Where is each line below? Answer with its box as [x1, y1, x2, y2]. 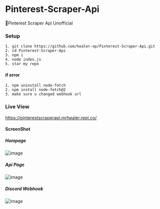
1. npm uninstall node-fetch [5, 83, 66, 88]
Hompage [5, 137, 26, 143]
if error [5, 71, 20, 78]
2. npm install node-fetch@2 [5, 87, 66, 92]
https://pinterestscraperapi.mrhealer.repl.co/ [5, 114, 97, 120]
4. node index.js [5, 57, 41, 62]
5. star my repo [5, 61, 39, 66]
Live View [5, 103, 29, 110]
